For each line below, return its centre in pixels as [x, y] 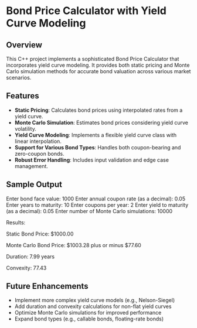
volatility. [25, 129]
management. [31, 166]
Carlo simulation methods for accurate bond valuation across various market [98, 71]
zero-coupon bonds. [39, 153]
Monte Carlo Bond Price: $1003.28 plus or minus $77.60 [74, 245]
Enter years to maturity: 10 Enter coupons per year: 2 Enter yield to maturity [97, 205]
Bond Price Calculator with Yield [86, 11]
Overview [24, 45]
